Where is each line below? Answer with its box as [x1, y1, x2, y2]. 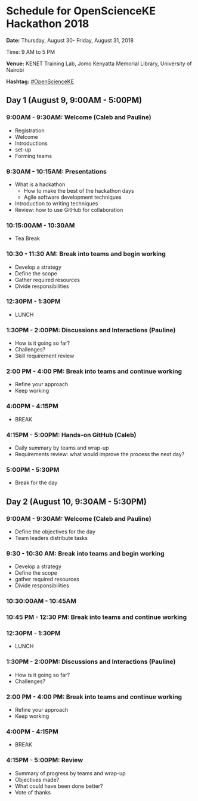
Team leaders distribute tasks [14, 534, 88, 541]
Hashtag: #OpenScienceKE [6, 78, 75, 85]
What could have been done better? [14, 782, 103, 790]
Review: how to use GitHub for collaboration [14, 206, 123, 213]
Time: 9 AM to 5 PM [6, 48, 55, 55]
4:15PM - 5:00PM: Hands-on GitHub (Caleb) [6, 430, 137, 439]
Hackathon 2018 [6, 17, 89, 31]
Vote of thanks [14, 788, 51, 796]
